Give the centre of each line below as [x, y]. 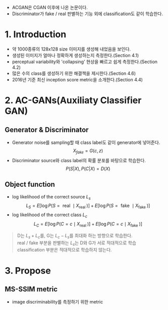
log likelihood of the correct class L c [50, 215]
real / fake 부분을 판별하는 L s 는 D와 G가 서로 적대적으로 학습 [77, 243]
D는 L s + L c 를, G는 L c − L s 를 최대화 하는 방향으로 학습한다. [75, 236]
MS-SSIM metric [31, 289]
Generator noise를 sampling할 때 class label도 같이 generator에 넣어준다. [86, 142]
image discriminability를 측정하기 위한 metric [58, 302]
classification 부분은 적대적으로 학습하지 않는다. [64, 250]
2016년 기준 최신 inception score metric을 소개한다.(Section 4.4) [77, 79]
